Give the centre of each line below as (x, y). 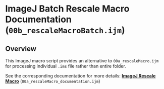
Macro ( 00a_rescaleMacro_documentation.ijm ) (53, 81)
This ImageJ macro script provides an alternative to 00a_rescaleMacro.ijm (82, 61)
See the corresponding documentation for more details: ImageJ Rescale (80, 76)
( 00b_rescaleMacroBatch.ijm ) (65, 30)
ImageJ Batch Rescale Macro (67, 9)
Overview (21, 49)
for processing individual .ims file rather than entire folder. (66, 66)
